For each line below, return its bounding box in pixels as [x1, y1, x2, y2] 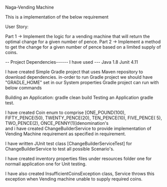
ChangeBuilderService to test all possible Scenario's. [5, 146, 114, 152]
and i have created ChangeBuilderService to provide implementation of [5, 125, 151, 131]
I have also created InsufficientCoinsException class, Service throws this [5, 170, 155, 176]
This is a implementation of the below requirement [5, 14, 109, 20]
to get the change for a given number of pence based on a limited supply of [5, 44, 161, 50]
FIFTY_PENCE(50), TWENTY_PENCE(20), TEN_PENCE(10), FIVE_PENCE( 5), [5, 115, 162, 121]
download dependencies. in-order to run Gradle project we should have [5, 74, 153, 80]
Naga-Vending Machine [5, 5, 54, 10]
